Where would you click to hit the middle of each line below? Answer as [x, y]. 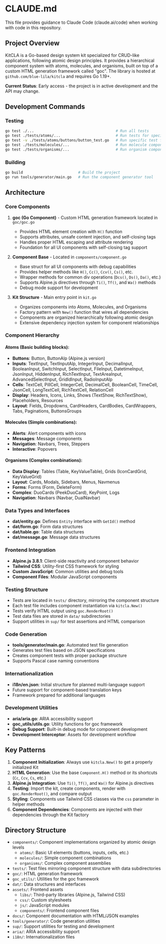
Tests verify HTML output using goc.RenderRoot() [63, 611]
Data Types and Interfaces [38, 510]
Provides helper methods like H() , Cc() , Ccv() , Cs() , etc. [76, 272]
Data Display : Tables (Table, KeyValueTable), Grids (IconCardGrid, [80, 472]
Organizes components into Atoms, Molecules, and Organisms [83, 307]
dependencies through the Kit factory [50, 815]
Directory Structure [36, 830]
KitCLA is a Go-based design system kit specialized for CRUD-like [72, 55]
